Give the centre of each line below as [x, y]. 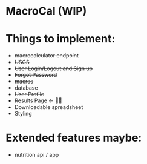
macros [24, 81]
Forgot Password [36, 75]
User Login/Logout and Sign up [54, 68]
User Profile [29, 94]
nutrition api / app [37, 155]
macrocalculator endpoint [47, 56]
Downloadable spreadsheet [49, 107]
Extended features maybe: [74, 138]
